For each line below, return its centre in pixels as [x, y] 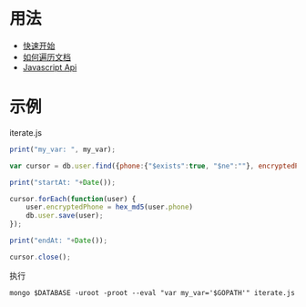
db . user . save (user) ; [65, 216]
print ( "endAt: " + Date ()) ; [58, 240]
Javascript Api [50, 67]
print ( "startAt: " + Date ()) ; [63, 182]
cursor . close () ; [40, 257]
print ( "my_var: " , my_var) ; [63, 149]
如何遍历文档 [46, 56]
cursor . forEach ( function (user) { [73, 199]
